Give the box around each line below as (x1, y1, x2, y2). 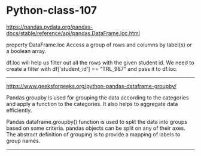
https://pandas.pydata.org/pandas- (6, 23, 93, 30)
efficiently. (6, 107, 32, 114)
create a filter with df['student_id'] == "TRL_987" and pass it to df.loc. (6, 65, 178, 72)
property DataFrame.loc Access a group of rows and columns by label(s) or (6, 41, 193, 48)
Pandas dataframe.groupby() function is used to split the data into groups (6, 118, 187, 125)
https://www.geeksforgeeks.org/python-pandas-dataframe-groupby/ (6, 82, 177, 89)
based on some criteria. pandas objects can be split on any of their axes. (6, 124, 185, 132)
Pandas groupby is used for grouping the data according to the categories (6, 93, 189, 101)
